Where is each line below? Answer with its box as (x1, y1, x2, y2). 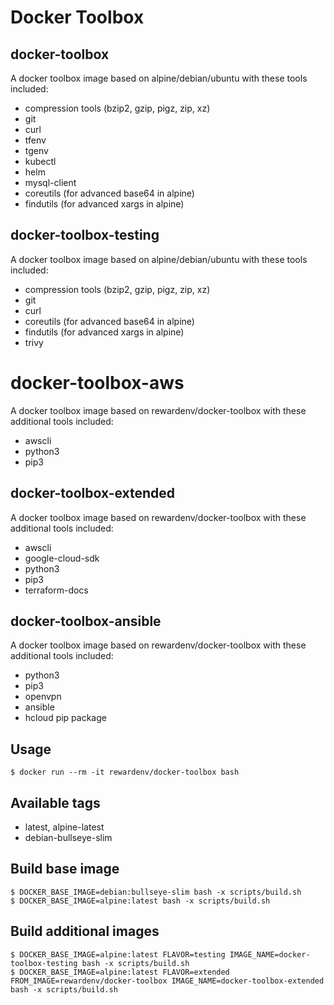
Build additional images (10, 923, 160, 940)
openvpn (24, 691, 62, 703)
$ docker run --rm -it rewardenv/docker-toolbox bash (10, 767, 240, 778)
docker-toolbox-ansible (10, 612, 162, 630)
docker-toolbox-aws (10, 372, 185, 394)
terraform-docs (24, 584, 89, 596)
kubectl (24, 156, 57, 167)
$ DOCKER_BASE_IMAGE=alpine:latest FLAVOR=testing (10, 949, 226, 960)
